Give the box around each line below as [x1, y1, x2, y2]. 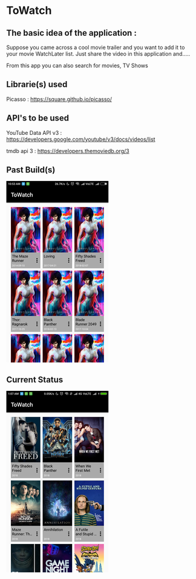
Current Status [6, 375, 64, 385]
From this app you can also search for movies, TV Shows [6, 62, 148, 69]
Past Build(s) [6, 165, 56, 175]
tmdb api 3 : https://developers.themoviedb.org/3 [6, 147, 129, 154]
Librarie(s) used [6, 79, 68, 90]
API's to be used [6, 113, 70, 123]
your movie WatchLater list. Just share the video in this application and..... [6, 50, 191, 57]
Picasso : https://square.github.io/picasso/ [6, 95, 113, 103]
